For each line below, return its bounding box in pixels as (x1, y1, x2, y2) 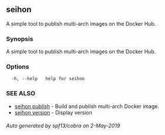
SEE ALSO (6, 89, 36, 98)
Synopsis (6, 34, 33, 43)
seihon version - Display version (14, 109, 92, 116)
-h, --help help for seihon (11, 76, 85, 82)
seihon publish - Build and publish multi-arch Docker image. (14, 102, 160, 110)
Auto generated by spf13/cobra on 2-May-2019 (6, 122, 121, 129)
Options (6, 63, 29, 71)
